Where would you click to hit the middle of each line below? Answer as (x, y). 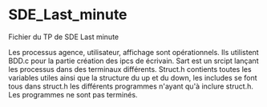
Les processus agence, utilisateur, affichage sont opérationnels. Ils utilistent (133, 52)
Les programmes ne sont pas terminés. (73, 94)
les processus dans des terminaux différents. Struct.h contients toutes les (130, 69)
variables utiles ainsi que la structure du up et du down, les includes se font (133, 77)
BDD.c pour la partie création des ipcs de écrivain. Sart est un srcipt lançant (133, 61)
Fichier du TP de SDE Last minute (64, 37)
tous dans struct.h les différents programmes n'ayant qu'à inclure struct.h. (131, 86)
